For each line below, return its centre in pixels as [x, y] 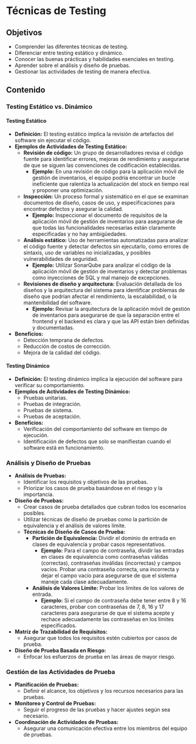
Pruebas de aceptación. [52, 416]
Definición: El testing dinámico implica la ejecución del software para [99, 379]
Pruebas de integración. [52, 404]
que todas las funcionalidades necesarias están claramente [104, 227]
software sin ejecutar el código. [53, 140]
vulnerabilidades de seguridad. [61, 259]
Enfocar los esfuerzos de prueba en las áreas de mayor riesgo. [99, 657]
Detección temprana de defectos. [64, 340]
